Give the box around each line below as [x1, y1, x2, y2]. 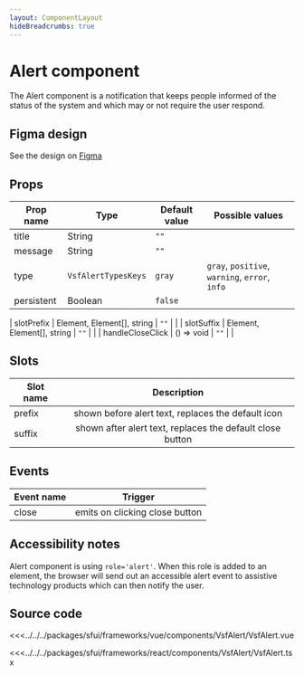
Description [152, 385, 204, 398]
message [14, 245, 53, 258]
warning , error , [206, 271, 271, 283]
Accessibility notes [9, 537, 120, 552]
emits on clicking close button [75, 506, 202, 518]
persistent [14, 295, 57, 308]
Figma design [9, 126, 88, 141]
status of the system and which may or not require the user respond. [9, 100, 265, 111]
